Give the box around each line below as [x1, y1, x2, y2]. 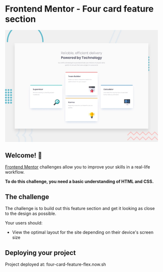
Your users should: [5, 220, 43, 226]
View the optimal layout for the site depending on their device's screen [12, 229, 154, 235]
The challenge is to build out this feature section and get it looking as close [5, 206, 155, 212]
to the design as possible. [5, 211, 57, 216]
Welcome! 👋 [5, 151, 42, 159]
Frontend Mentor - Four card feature [5, 3, 154, 15]
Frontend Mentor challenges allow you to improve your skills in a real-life [5, 164, 150, 170]
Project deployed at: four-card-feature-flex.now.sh [5, 261, 106, 267]
